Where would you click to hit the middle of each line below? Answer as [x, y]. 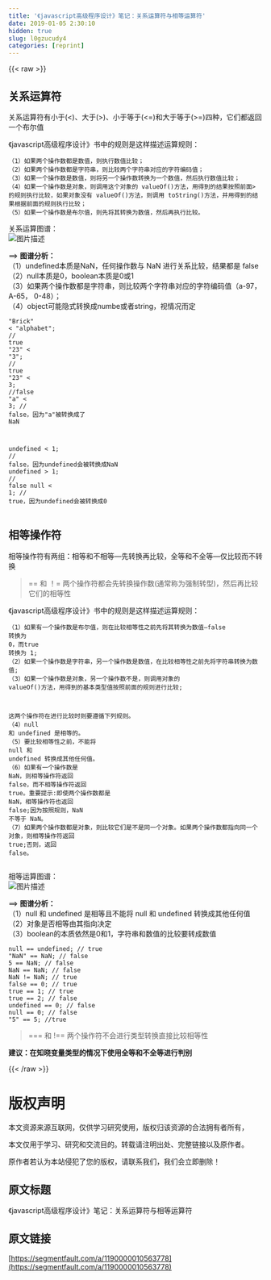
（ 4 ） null [23, 724]
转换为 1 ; [23, 653]
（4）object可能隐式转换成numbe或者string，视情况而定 [102, 306]
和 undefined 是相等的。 [46, 733]
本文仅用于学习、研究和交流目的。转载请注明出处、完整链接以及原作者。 [128, 1144]
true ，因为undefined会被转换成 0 [58, 501]
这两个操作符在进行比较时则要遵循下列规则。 [71, 716]
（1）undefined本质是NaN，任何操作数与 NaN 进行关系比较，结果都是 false [134, 265]
